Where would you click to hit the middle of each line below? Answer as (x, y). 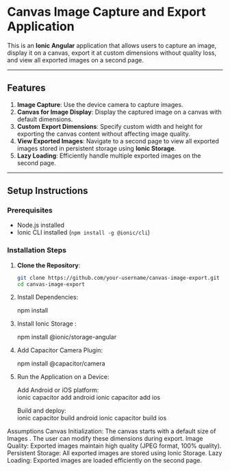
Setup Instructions (48, 191)
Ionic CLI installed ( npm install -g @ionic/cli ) (84, 232)
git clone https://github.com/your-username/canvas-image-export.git (118, 278)
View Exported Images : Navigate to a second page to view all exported (118, 141)
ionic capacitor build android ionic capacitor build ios (92, 418)
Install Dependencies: (48, 297)
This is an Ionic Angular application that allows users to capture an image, (112, 45)
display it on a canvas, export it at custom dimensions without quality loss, (112, 53)
